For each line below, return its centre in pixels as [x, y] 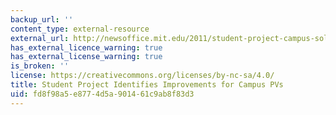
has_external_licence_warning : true [86, 47]
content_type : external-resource [80, 29]
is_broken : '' [40, 66]
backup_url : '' [42, 19]
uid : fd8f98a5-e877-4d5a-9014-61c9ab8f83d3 [102, 94]
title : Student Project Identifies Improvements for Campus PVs [147, 85]
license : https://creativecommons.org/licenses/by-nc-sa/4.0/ [142, 76]
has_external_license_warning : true [86, 57]
